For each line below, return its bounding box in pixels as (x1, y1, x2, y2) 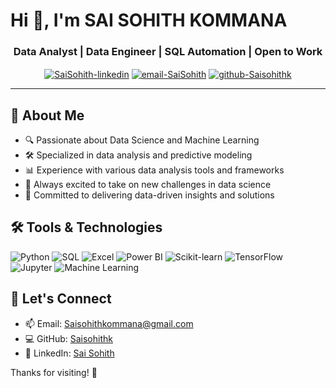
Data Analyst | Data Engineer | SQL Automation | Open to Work (13, 45, 323, 59)
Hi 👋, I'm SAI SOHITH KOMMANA (10, 9, 288, 32)
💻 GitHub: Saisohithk (24, 332, 113, 344)
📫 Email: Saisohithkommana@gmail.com (24, 317, 194, 329)
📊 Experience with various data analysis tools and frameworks (24, 164, 285, 176)
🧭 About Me (10, 107, 85, 124)
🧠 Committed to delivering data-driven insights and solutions (24, 189, 275, 201)
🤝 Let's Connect (10, 290, 112, 308)
